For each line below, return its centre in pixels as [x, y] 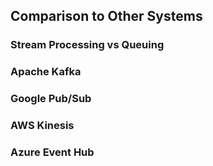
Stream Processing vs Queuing [87, 45]
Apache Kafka [46, 72]
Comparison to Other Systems [106, 16]
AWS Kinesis [42, 126]
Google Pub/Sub [51, 99]
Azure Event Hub [52, 152]
